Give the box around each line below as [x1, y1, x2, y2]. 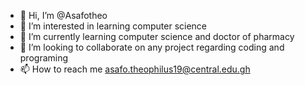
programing [19, 52, 69, 64]
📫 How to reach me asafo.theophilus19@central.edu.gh [19, 63, 251, 75]
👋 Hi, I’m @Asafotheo [19, 10, 108, 21]
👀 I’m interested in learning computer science [19, 20, 208, 32]
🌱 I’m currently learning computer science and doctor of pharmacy [19, 31, 295, 42]
